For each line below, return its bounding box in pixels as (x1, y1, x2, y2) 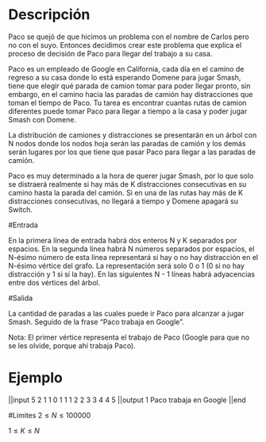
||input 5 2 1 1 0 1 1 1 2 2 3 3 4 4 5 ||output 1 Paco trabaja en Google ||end (8, 395, 246, 405)
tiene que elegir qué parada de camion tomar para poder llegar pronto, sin (8, 81, 251, 91)
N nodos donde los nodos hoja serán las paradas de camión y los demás (8, 138, 246, 148)
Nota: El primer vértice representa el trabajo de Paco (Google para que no (8, 332, 250, 342)
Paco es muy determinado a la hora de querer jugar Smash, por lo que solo (8, 171, 254, 180)
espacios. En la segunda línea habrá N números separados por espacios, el (8, 244, 255, 254)
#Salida (8, 293, 33, 303)
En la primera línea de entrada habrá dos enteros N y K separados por (8, 235, 237, 245)
